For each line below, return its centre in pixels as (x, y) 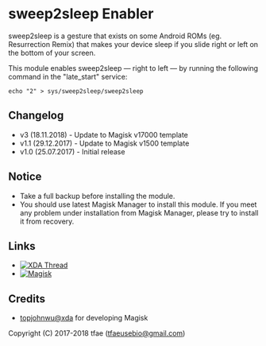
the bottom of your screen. (52, 52)
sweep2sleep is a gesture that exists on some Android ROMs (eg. (115, 36)
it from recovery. (47, 221)
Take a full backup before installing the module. (97, 196)
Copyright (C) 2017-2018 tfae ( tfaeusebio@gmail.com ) (97, 333)
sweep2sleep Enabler (81, 14)
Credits (27, 299)
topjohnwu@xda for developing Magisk (84, 318)
